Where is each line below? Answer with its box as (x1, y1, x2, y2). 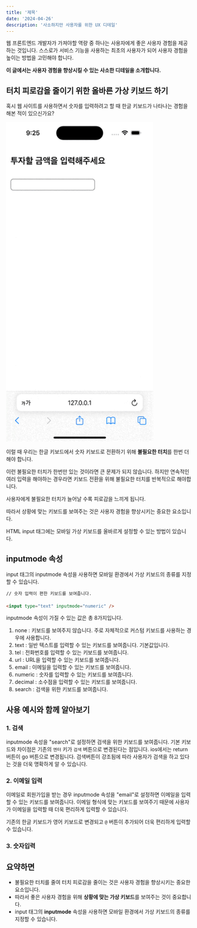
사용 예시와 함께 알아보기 (6, 705, 90, 715)
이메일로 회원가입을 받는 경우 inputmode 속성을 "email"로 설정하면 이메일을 (6, 791, 181, 798)
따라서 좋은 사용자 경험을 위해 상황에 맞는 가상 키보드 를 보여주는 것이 (14, 893, 171, 901)
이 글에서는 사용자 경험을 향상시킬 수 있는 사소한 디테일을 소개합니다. (6, 67, 161, 74)
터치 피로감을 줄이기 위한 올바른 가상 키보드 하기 (6, 85, 169, 95)
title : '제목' (6, 9, 38, 15)
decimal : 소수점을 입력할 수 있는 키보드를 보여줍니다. (14, 678, 137, 686)
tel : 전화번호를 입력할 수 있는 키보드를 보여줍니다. (14, 649, 129, 656)
